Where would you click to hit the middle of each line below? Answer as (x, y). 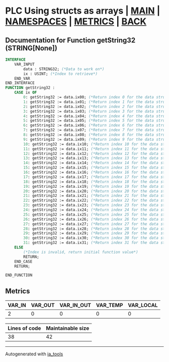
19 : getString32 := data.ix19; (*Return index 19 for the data (91, 186)
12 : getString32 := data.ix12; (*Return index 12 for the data (91, 153)
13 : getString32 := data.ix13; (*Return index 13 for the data (91, 158)
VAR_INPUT (25, 64)
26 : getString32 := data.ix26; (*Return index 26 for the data (91, 219)
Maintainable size (68, 328)
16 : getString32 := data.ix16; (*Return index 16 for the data (91, 172)
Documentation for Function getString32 (70, 40)
